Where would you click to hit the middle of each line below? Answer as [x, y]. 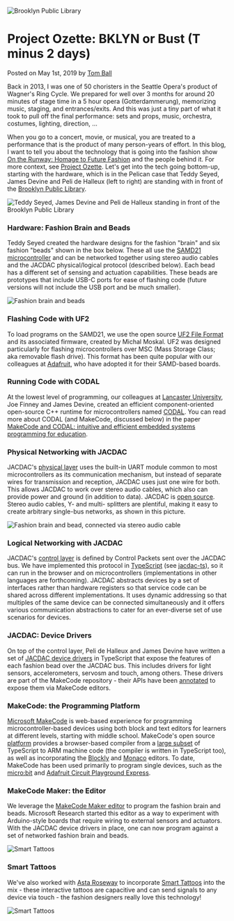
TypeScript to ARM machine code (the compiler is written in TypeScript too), [117, 751]
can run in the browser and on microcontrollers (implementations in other [112, 573]
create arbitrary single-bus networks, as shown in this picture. [96, 511]
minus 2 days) [49, 54]
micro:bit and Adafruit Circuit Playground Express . [79, 773]
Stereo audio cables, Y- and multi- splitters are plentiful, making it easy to [112, 504]
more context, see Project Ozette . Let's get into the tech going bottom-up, [114, 167]
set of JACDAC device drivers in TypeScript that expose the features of [109, 658]
